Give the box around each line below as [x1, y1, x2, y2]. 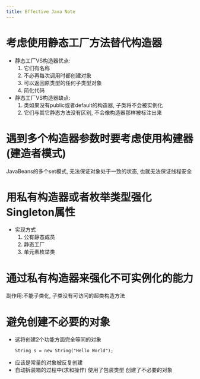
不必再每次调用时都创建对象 [23, 72, 92, 79]
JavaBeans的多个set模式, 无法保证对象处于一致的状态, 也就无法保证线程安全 [6, 168, 192, 175]
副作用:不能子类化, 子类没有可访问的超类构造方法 [6, 292, 126, 299]
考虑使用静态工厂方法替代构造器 [6, 36, 163, 49]
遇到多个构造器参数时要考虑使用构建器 [6, 132, 194, 146]
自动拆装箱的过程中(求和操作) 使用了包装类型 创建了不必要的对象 [14, 367, 173, 374]
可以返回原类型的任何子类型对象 [23, 79, 102, 86]
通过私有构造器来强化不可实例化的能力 [6, 271, 194, 285]
